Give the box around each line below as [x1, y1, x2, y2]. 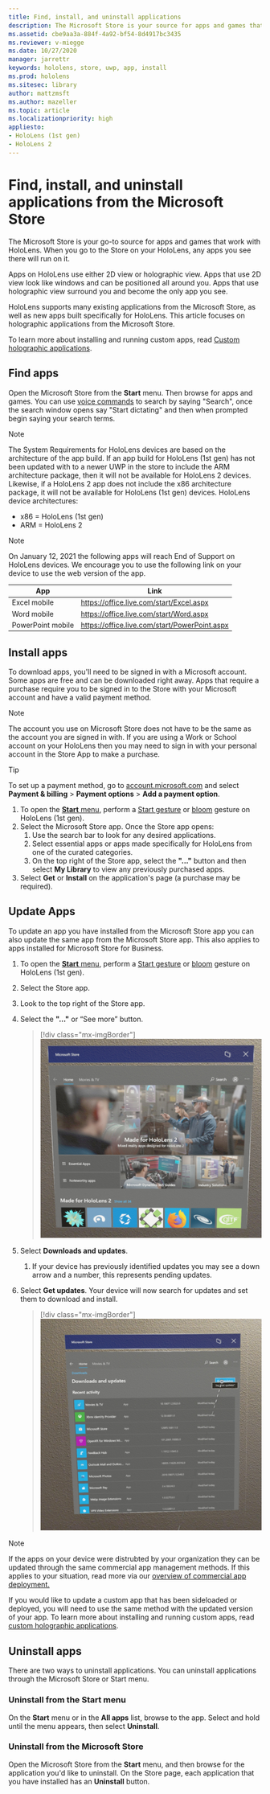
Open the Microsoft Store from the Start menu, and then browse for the [8, 1759, 245, 1769]
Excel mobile [11, 597, 55, 607]
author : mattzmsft [8, 89, 70, 97]
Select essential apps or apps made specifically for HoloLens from [31, 839, 252, 848]
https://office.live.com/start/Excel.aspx [80, 597, 209, 607]
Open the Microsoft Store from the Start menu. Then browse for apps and [8, 388, 253, 397]
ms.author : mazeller [8, 97, 78, 106]
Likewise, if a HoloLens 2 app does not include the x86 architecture [8, 478, 231, 488]
